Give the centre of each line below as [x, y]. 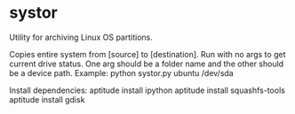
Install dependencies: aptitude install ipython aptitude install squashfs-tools [147, 90]
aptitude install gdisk [47, 99]
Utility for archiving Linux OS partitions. [81, 37]
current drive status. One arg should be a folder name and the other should [147, 64]
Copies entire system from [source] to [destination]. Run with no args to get [147, 54]
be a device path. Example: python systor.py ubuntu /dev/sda [121, 72]
